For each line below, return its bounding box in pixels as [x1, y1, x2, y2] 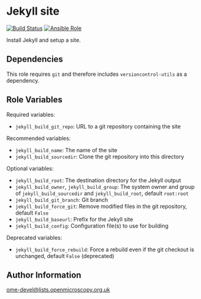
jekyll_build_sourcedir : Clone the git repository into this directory [15, 153, 184, 160]
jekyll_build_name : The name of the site [15, 146, 118, 153]
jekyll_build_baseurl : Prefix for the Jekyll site [15, 215, 134, 223]
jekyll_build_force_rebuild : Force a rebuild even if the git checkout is [15, 246, 194, 253]
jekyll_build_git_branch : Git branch [15, 196, 108, 203]
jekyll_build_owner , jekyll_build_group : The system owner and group [15, 183, 195, 190]
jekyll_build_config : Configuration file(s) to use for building [15, 222, 169, 229]
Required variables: [6, 111, 55, 118]
